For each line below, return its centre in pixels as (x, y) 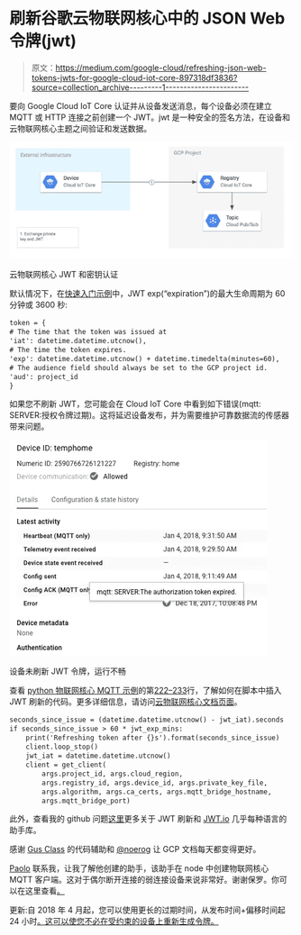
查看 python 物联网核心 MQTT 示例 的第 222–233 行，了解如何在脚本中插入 (146, 690)
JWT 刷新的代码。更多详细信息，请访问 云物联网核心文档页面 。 (126, 702)
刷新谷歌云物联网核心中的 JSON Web (147, 18)
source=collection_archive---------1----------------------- (140, 87)
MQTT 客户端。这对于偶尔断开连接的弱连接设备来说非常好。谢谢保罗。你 (144, 880)
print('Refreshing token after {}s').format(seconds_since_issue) (153, 738)
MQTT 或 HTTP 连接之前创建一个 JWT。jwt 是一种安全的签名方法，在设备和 (150, 117)
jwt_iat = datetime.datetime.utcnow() (98, 756)
